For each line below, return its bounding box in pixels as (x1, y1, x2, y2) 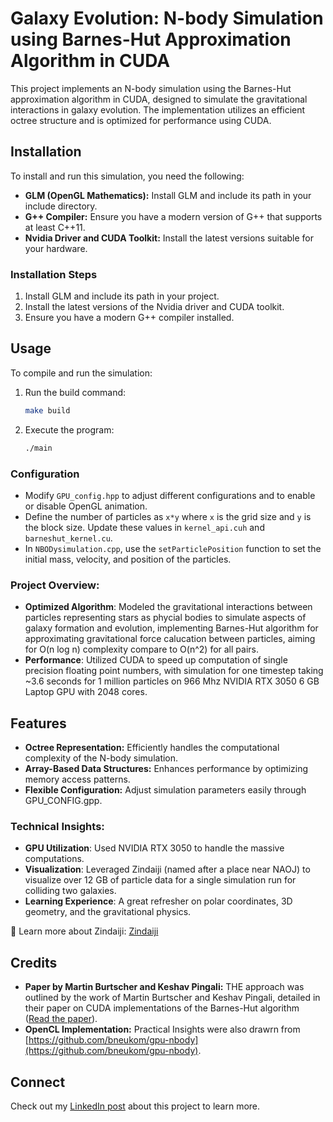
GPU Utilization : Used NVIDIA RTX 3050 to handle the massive (24, 842, 285, 854)
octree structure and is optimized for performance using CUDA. (10, 114, 272, 126)
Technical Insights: (10, 819, 105, 833)
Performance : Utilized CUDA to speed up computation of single (24, 654, 288, 666)
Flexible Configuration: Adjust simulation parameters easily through (24, 784, 307, 796)
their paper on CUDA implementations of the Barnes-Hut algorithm (24, 1002, 300, 1014)
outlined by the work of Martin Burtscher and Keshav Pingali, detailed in (24, 992, 321, 1004)
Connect (10, 1073, 66, 1091)
